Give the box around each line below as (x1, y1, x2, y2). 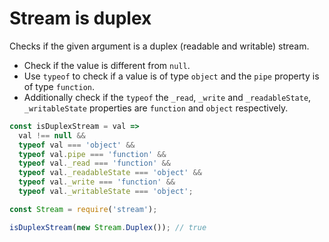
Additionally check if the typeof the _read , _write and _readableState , (23, 91, 312, 103)
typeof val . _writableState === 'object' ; (18, 187, 194, 197)
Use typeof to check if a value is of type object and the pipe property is (23, 70, 320, 82)
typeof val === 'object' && (18, 140, 136, 150)
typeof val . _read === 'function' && (18, 158, 171, 169)
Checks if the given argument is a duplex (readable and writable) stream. (9, 40, 310, 52)
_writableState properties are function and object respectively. (23, 102, 289, 114)
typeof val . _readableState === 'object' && (18, 168, 202, 178)
